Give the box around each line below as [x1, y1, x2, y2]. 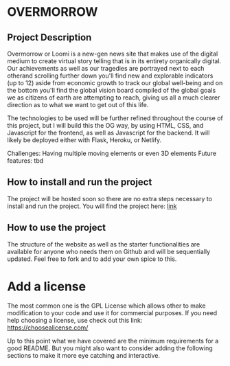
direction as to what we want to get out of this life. [7, 101, 149, 108]
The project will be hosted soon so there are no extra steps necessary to [7, 194, 213, 203]
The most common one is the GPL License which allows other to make [7, 301, 206, 310]
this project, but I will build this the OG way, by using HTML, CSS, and [7, 122, 204, 129]
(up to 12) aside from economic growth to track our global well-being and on [7, 79, 223, 87]
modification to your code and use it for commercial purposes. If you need [7, 308, 218, 317]
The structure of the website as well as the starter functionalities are [7, 240, 200, 248]
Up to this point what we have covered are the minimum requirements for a [7, 336, 219, 345]
